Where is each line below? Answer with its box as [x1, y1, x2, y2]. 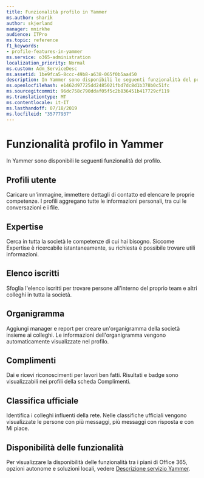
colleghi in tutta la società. [6, 290, 72, 298]
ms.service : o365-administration [6, 54, 91, 60]
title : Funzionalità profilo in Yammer [6, 9, 107, 15]
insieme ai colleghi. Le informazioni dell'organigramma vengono [6, 331, 166, 339]
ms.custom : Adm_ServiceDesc [6, 65, 78, 72]
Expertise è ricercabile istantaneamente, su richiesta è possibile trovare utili [6, 244, 195, 251]
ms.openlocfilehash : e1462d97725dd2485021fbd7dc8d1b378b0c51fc [6, 83, 170, 89]
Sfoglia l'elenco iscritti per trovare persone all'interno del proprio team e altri [6, 284, 197, 292]
